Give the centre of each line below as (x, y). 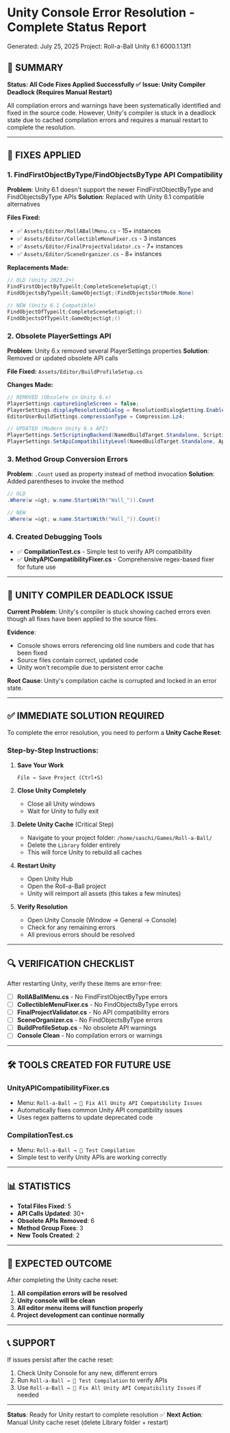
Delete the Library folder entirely (74, 845)
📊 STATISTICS (39, 1186)
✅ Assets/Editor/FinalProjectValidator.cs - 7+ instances (100, 246)
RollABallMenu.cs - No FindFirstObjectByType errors (92, 997)
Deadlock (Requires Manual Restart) (60, 92)
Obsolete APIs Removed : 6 (55, 1221)
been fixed (32, 653)
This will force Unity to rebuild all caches (85, 852)
